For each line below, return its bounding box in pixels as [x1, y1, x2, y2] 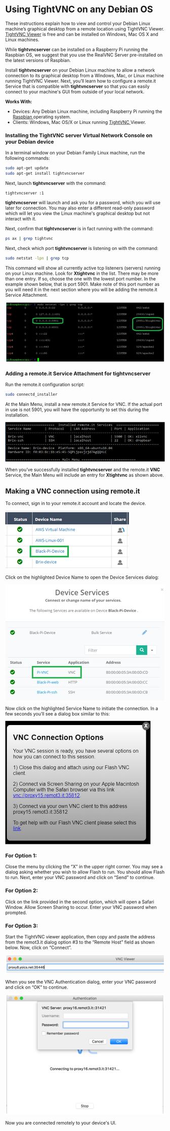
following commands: [5, 155, 50, 161]
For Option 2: [5, 887, 38, 894]
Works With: [5, 98, 32, 105]
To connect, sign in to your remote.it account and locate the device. [5, 500, 146, 507]
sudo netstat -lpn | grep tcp [5, 256, 69, 261]
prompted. [5, 909, 27, 916]
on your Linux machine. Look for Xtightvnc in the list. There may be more [5, 270, 159, 276]
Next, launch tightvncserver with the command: [5, 180, 106, 186]
